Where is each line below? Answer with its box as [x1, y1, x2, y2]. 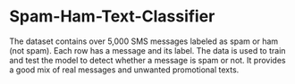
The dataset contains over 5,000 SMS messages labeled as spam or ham [9, 36, 279, 46]
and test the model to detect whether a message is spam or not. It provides [9, 55, 286, 65]
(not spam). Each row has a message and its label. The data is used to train [9, 45, 286, 55]
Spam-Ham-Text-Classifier [9, 6, 215, 27]
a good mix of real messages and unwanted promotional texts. [9, 64, 240, 75]
